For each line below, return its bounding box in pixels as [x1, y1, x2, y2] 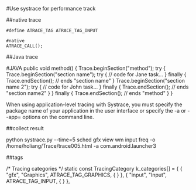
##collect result [6, 125, 44, 131]
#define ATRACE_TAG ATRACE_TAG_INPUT [6, 28, 98, 33]
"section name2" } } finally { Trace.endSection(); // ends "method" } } [6, 90, 173, 96]
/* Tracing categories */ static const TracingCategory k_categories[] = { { [6, 165, 183, 172]
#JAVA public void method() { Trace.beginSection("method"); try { [6, 65, 166, 72]
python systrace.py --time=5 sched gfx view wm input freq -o [6, 136, 156, 143]
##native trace [6, 16, 42, 23]
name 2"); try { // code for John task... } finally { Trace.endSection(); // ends [6, 83, 189, 90]
